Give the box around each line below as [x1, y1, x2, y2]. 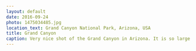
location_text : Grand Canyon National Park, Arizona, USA [6, 25, 151, 31]
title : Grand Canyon [6, 30, 57, 36]
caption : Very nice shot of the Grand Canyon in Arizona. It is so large [6, 36, 191, 42]
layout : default [6, 8, 46, 15]
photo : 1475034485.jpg [6, 19, 62, 25]
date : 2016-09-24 [6, 14, 49, 20]
